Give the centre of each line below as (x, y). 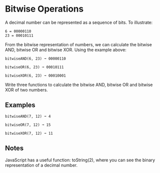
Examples (20, 105)
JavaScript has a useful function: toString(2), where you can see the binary (80, 160)
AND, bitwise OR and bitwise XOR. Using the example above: (66, 50)
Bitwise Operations (44, 9)
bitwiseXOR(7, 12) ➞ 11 (29, 133)
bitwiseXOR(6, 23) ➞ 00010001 (36, 76)
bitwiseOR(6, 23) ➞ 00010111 (34, 67)
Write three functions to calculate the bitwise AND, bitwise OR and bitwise (79, 85)
